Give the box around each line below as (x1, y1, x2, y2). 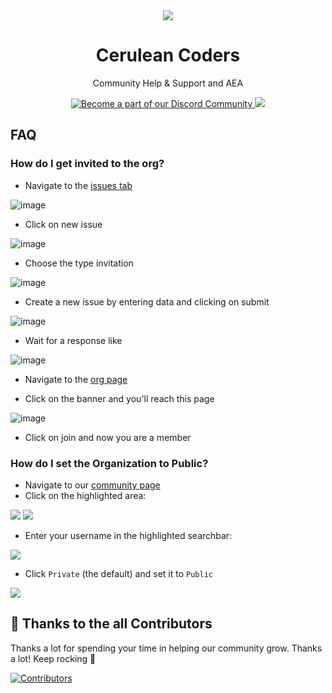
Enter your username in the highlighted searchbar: (24, 529, 233, 541)
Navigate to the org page (24, 373, 128, 385)
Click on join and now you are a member (24, 431, 192, 443)
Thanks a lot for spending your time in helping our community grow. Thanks (10, 642, 323, 654)
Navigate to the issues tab (24, 179, 133, 191)
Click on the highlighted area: (24, 489, 147, 501)
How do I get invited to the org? (10, 157, 165, 171)
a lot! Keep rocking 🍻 (10, 652, 97, 664)
